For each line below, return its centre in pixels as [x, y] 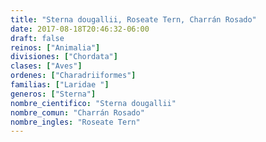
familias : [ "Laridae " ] [60, 85]
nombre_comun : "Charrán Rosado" [77, 112]
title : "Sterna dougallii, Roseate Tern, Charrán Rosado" [133, 19]
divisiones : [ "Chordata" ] [64, 57]
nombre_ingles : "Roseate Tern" [75, 122]
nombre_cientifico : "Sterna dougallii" [93, 103]
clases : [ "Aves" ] [46, 66]
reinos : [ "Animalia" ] [55, 47]
